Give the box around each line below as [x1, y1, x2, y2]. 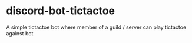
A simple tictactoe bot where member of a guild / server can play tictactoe [6, 24, 187, 31]
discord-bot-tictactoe [6, 4, 115, 18]
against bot [6, 29, 34, 37]
